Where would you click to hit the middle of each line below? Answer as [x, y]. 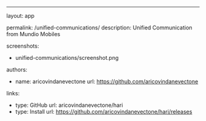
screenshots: [23, 46]
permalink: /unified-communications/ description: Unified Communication [99, 28]
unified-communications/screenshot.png [67, 58]
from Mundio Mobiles [33, 34]
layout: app [21, 16]
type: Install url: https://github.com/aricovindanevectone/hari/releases [104, 112]
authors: [17, 70]
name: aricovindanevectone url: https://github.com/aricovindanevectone [107, 81]
